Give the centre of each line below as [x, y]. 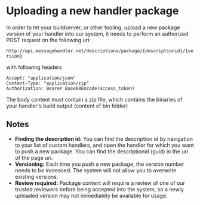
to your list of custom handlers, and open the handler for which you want [104, 145]
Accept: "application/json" [41, 78]
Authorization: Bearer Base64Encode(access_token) [70, 88]
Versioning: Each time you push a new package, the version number [99, 164]
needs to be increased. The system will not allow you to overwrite [96, 170]
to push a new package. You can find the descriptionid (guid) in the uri [101, 151]
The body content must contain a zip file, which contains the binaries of [95, 99]
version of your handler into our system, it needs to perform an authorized [97, 33]
